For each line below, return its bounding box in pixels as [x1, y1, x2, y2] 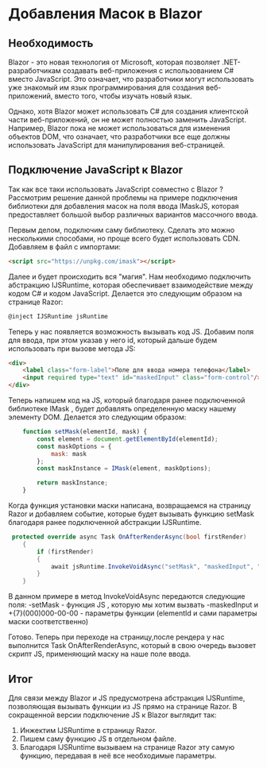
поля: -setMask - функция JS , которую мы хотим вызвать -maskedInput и [8, 600, 259, 610]
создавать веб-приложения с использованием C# [62, 66, 234, 75]
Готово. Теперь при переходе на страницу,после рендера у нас [8, 632, 225, 642]
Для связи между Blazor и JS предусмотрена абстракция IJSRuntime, [8, 693, 246, 703]
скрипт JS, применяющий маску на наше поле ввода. [8, 649, 192, 659]
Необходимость [8, 37, 94, 50]
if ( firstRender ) [37, 547, 94, 556]
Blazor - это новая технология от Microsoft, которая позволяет [8, 57, 221, 67]
